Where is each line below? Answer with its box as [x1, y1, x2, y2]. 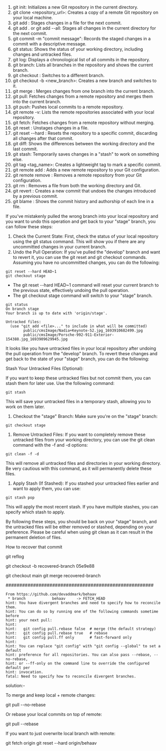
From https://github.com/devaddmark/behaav [5, 592, 97, 597]
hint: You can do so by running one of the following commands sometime [5, 609, 159, 614]
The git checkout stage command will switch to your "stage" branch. [12, 292, 153, 298]
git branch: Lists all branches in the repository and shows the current [12, 62, 153, 68]
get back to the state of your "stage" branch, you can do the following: [5, 356, 150, 362]
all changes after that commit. [12, 135, 74, 141]
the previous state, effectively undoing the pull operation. [12, 288, 129, 293]
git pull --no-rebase [5, 702, 46, 708]
